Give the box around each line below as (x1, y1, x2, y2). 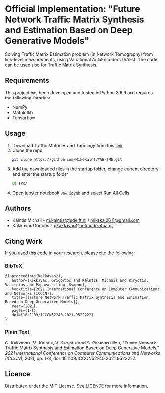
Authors (5, 204, 31, 212)
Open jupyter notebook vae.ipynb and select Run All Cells (12, 190, 130, 196)
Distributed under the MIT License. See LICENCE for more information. (5, 383, 149, 389)
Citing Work (5, 237, 43, 246)
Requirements (5, 76, 49, 85)
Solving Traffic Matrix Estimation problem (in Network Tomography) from (5, 51, 153, 57)
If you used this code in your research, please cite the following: (5, 250, 135, 256)
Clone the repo (12, 147, 43, 153)
